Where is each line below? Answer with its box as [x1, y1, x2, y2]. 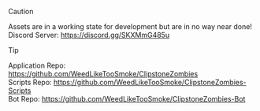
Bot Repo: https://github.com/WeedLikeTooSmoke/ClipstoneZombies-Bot [8, 94, 246, 103]
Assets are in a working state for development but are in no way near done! [8, 22, 252, 31]
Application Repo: [8, 61, 66, 70]
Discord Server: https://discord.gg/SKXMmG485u [8, 31, 170, 39]
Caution [8, 7, 34, 16]
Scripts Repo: [8, 78, 53, 87]
